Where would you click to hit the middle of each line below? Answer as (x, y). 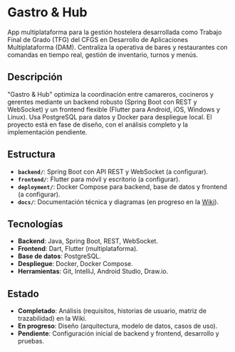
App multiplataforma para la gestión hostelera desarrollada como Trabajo (115, 32)
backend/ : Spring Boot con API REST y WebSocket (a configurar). (113, 171)
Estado (23, 293)
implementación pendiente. (47, 132)
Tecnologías (35, 224)
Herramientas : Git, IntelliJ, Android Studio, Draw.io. (93, 272)
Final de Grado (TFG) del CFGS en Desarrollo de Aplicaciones (98, 39)
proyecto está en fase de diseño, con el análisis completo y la (98, 124)
